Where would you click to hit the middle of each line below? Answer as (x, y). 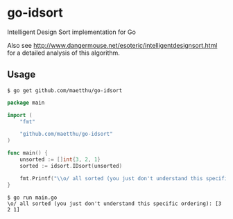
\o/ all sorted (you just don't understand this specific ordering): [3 (114, 203)
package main (26, 103)
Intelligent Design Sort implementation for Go (72, 32)
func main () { (28, 153)
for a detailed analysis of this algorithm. (63, 53)
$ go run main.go (32, 198)
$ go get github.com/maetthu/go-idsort (65, 90)
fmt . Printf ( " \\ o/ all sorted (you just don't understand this (111, 178)
